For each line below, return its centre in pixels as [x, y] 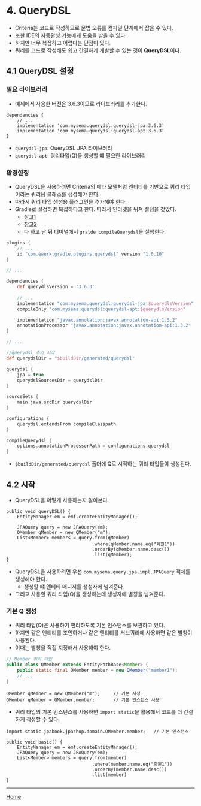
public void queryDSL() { [38, 511]
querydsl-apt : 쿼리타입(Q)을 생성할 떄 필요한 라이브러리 [80, 155]
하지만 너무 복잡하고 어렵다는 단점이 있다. [63, 43]
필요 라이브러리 [27, 89]
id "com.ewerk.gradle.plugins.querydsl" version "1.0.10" [91, 254]
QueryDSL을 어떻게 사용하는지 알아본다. [62, 500]
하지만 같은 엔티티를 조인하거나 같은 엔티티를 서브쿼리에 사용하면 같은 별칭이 [103, 633]
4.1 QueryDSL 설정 [40, 71]
